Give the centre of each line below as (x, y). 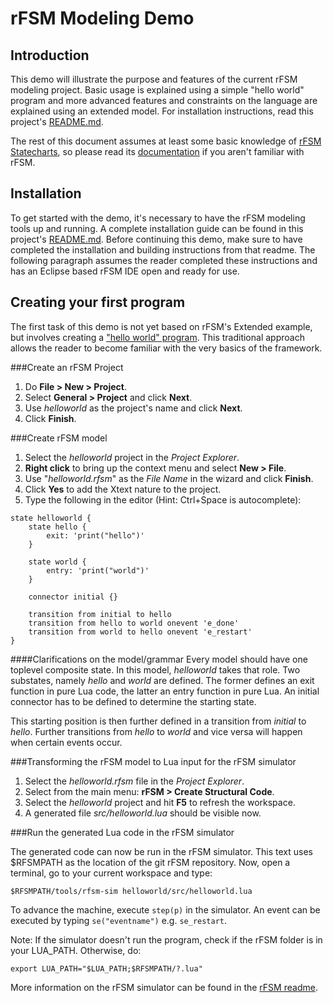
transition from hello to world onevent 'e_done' (134, 623)
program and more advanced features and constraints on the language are (164, 100)
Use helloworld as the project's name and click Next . (133, 408)
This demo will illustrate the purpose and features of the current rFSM (154, 79)
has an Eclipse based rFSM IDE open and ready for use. (125, 271)
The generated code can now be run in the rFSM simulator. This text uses (161, 851)
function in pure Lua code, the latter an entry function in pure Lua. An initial (165, 691)
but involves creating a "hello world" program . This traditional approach (157, 337)
